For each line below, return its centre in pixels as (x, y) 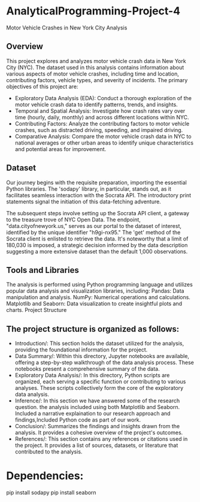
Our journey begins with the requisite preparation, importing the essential (96, 182)
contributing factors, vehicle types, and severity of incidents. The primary (97, 80)
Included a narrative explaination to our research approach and (93, 414)
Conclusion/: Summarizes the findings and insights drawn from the (97, 426)
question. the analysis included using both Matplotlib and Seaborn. (97, 407)
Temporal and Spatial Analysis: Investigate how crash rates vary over (100, 111)
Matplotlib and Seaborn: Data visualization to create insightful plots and (94, 303)
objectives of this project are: (42, 86)
